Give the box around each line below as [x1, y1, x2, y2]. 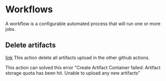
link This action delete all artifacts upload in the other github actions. [5, 54, 150, 60]
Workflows [5, 4, 53, 15]
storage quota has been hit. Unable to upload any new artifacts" [5, 70, 140, 76]
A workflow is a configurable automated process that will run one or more [5, 21, 161, 27]
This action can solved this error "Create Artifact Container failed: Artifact [5, 64, 161, 70]
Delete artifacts [5, 41, 56, 50]
